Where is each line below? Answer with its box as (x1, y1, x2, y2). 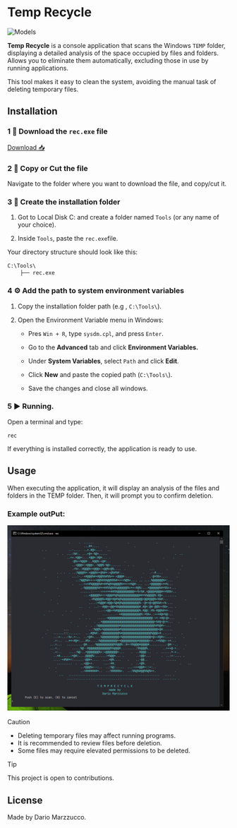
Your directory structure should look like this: (7, 248, 138, 256)
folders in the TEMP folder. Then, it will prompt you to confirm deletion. (7, 491, 214, 500)
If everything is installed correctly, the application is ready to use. (7, 444, 197, 452)
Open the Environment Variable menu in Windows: (17, 316, 164, 324)
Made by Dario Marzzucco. (7, 813, 87, 822)
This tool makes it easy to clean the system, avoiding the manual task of (7, 77, 217, 85)
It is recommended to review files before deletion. (17, 739, 162, 748)
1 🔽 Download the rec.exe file (7, 126, 108, 136)
